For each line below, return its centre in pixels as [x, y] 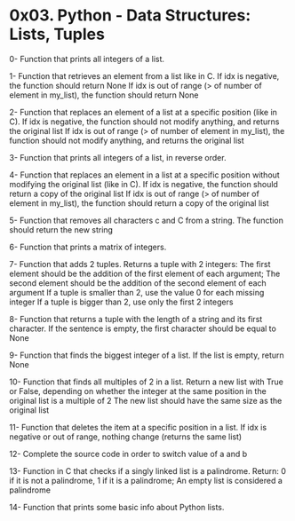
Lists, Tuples [57, 34]
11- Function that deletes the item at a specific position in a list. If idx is [138, 427]
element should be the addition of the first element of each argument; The [145, 273]
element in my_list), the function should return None [104, 95]
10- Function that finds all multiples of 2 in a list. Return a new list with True [147, 382]
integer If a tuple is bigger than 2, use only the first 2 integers [121, 302]
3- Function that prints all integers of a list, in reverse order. [118, 157]
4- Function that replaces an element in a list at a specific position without [144, 175]
